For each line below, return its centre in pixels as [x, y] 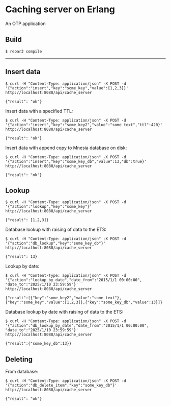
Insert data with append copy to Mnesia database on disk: [66, 148]
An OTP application [25, 23]
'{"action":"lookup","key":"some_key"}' [49, 207]
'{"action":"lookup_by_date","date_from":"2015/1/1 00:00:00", [74, 280]
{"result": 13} [21, 257]
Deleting [19, 359]
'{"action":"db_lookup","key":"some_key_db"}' [55, 244]
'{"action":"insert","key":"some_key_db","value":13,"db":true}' [76, 161]
